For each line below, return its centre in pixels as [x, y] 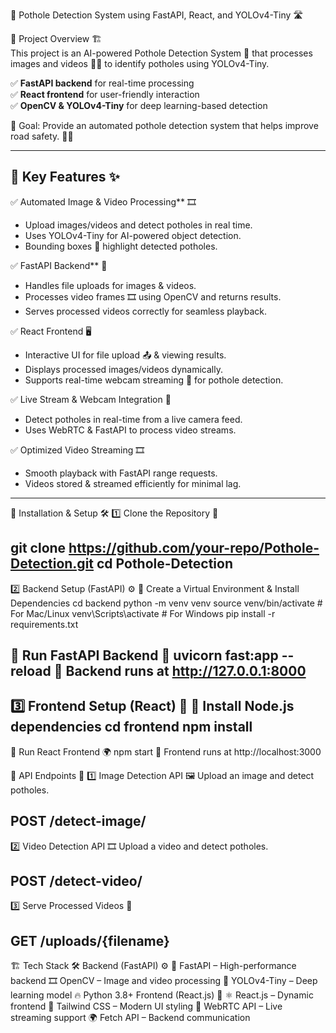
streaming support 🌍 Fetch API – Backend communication [130, 1018]
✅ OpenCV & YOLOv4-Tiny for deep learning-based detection [139, 105]
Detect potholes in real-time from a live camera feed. [133, 419]
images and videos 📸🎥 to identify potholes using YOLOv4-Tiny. [140, 63]
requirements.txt [44, 624]
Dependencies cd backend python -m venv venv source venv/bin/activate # [166, 603]
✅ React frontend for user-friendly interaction [105, 94]
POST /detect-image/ [78, 821]
